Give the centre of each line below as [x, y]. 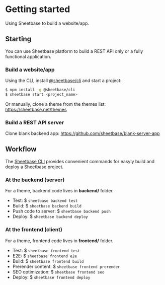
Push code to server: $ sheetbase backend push [61, 211]
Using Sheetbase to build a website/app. [47, 23]
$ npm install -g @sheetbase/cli [40, 90]
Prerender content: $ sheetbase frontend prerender [66, 266]
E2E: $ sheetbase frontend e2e [45, 256]
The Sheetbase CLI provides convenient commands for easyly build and [80, 161]
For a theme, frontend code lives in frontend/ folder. [59, 241]
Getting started [38, 9]
